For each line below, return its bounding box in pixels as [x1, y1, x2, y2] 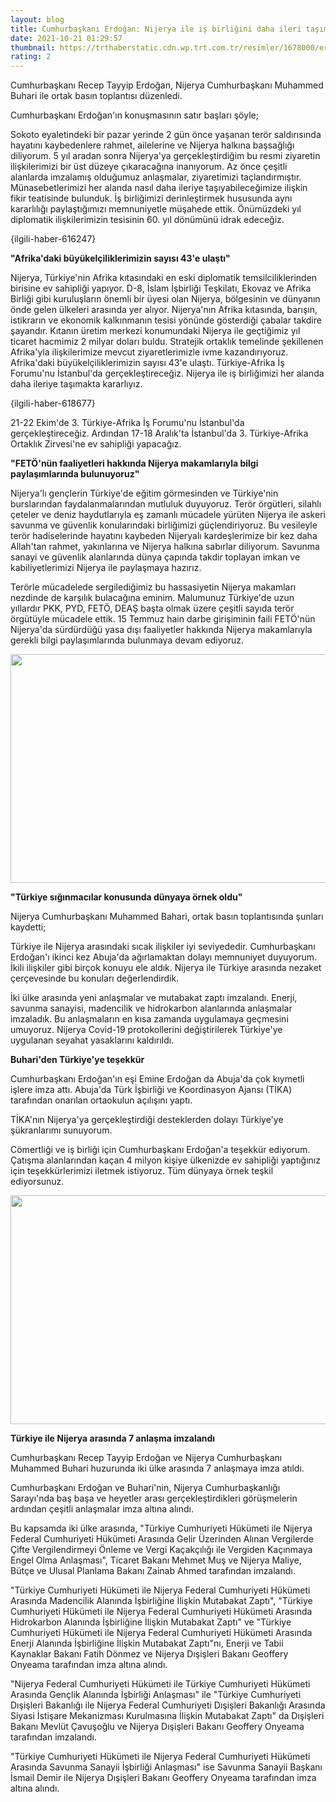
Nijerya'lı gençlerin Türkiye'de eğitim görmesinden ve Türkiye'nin [10, 487, 279, 500]
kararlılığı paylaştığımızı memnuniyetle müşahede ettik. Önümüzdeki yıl [10, 203, 302, 215]
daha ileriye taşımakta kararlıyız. [10, 378, 143, 390]
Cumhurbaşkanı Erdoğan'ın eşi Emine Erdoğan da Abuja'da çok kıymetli [10, 1073, 305, 1085]
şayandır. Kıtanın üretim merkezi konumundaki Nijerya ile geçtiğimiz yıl [10, 325, 301, 337]
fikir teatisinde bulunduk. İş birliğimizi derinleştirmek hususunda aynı [10, 192, 293, 205]
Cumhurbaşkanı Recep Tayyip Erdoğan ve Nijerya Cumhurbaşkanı [10, 1452, 283, 1464]
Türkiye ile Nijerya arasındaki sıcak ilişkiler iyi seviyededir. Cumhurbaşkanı [10, 941, 316, 953]
